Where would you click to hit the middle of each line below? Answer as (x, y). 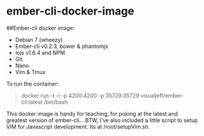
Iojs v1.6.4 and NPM (40, 52)
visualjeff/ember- (162, 95)
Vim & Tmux (30, 72)
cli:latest (32, 102)
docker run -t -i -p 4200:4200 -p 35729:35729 (80, 95)
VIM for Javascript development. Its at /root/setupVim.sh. (78, 126)
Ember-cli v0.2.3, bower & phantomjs (62, 46)
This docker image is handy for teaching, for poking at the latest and (92, 114)
